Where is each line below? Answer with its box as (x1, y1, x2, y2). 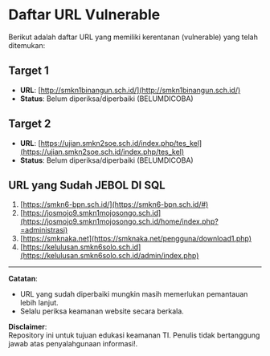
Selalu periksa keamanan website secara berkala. (19, 306, 185, 316)
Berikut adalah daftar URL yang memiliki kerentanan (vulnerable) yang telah (8, 32, 259, 42)
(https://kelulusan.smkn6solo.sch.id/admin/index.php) (19, 251, 199, 261)
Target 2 (8, 117, 51, 131)
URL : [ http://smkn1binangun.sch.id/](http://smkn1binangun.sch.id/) (19, 85, 241, 95)
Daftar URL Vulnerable (8, 6, 161, 24)
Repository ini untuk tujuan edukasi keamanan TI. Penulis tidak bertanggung (8, 330, 260, 340)
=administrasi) (19, 225, 68, 235)
